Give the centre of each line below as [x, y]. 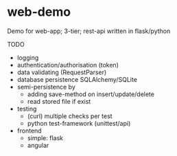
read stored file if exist [59, 101]
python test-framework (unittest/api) [79, 123]
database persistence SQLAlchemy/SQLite [77, 79]
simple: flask [45, 137]
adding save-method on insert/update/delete [91, 94]
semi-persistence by [46, 87]
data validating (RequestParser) [62, 72]
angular [38, 145]
